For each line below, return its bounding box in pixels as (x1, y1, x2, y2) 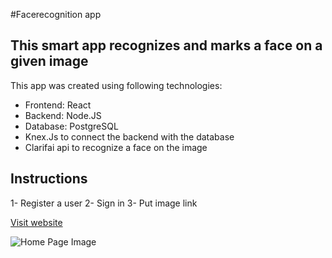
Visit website (10, 216, 63, 228)
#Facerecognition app (10, 9, 102, 20)
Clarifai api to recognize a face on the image (24, 141, 208, 153)
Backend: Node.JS (24, 109, 102, 121)
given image (10, 53, 89, 70)
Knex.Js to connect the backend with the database (24, 130, 235, 143)
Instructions (10, 170, 88, 188)
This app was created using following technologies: (10, 79, 223, 91)
